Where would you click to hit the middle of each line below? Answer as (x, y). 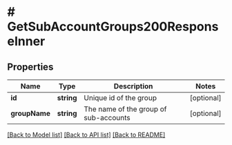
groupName (30, 113)
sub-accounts (107, 118)
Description (133, 86)
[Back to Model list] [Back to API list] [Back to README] (86, 135)
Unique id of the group (120, 98)
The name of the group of (125, 109)
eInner (26, 41)
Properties (30, 67)
